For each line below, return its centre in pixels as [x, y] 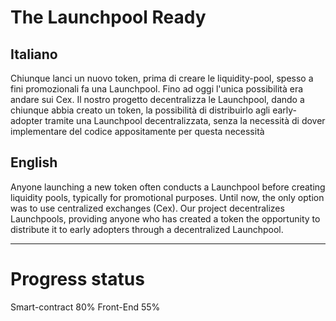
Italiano [34, 54]
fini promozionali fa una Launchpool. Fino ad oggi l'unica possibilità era [157, 89]
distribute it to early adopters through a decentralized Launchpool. [147, 229]
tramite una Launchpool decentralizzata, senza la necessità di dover [185, 120]
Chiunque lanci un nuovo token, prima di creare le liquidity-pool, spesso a [162, 78]
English [34, 162]
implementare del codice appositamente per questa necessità [137, 131]
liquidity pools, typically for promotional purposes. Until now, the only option [167, 197]
